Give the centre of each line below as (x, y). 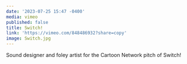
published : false (27, 22)
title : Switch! (25, 28)
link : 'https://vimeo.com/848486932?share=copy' (67, 33)
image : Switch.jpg (28, 38)
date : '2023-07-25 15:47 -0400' (45, 11)
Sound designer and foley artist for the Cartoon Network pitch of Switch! (94, 55)
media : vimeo (22, 17)
